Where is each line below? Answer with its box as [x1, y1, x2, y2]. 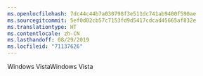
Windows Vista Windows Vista [7, 63, 93, 70]
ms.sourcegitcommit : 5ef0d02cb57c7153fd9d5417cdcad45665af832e [7, 17, 197, 24]
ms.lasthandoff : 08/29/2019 [7, 37, 90, 44]
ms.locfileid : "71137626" [7, 43, 83, 50]
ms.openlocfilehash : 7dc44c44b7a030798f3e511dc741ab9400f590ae [7, 10, 197, 18]
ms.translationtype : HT [7, 23, 77, 30]
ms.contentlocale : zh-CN [7, 30, 80, 37]
